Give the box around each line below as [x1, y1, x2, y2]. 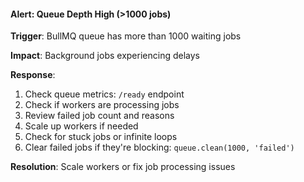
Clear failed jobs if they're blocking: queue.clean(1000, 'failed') [24, 141, 295, 154]
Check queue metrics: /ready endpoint [24, 88, 185, 100]
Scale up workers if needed [24, 120, 139, 132]
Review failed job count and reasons [24, 110, 175, 122]
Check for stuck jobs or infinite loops [24, 131, 178, 143]
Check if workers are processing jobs [24, 99, 180, 111]
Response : [10, 69, 56, 81]
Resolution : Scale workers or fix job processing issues [10, 161, 236, 173]
